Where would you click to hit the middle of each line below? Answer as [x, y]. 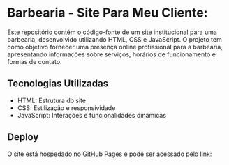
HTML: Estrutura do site [51, 100]
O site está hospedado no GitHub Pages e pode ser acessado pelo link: [110, 154]
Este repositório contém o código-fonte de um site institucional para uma [112, 32]
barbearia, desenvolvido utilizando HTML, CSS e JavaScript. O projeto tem [114, 39]
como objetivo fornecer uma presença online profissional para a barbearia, [115, 47]
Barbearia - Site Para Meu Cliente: [108, 13]
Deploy [23, 137]
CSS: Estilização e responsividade [66, 108]
